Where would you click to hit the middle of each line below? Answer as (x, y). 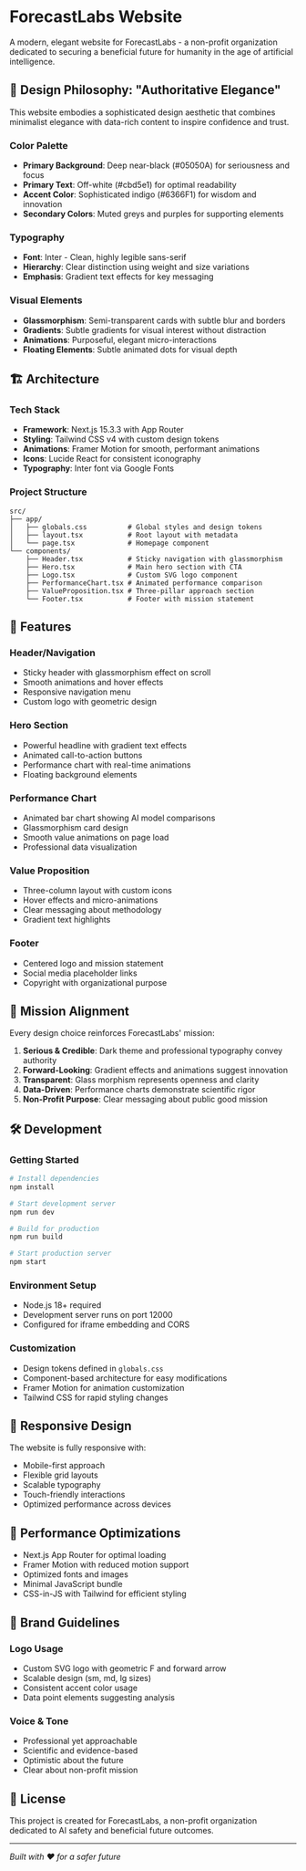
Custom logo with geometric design (90, 702)
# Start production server (61, 1254)
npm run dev (32, 1212)
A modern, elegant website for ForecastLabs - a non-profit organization (143, 42)
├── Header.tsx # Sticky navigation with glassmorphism (154, 559)
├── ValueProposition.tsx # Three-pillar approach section (140, 591)
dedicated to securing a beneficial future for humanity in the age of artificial (152, 51)
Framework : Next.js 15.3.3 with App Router (103, 430)
